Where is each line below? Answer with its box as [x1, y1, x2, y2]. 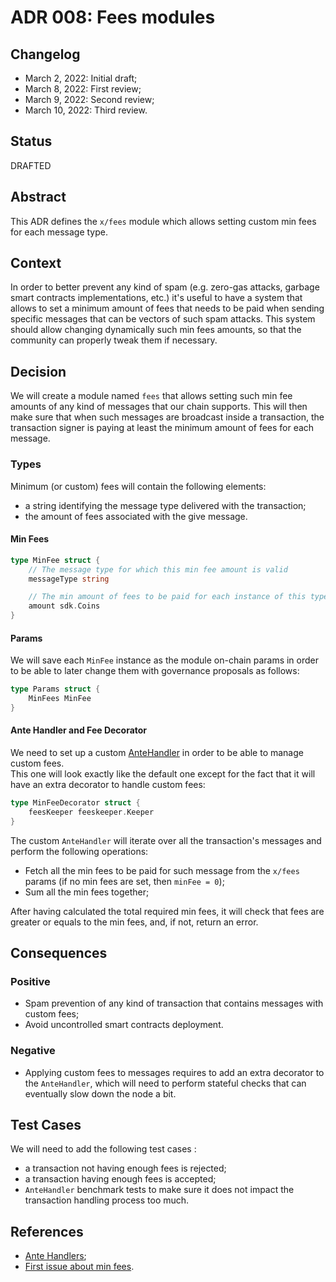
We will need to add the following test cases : [10, 1143, 197, 1155]
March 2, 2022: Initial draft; [24, 72, 138, 84]
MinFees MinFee [28, 694, 92, 704]
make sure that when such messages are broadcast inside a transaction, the [10, 411, 325, 423]
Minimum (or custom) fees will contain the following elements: [10, 480, 267, 492]
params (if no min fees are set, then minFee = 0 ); [24, 875, 225, 887]
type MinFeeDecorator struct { [10, 798, 141, 808]
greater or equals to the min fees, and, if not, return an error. [10, 916, 259, 928]
